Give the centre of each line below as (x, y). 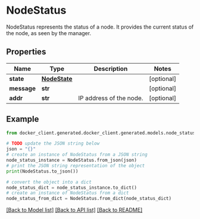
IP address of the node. (111, 98)
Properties (26, 52)
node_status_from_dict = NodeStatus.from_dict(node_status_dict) (89, 199)
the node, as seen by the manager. (49, 33)
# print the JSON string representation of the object (76, 165)
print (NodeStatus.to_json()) (42, 171)
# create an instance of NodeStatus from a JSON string (77, 155)
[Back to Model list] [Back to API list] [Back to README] (74, 210)
